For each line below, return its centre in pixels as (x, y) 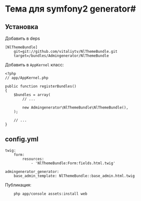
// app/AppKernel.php (27, 78)
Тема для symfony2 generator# (70, 9)
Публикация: (18, 185)
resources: (33, 159)
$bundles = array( (32, 95)
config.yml (22, 139)
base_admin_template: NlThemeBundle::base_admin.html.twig (74, 176)
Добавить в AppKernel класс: (35, 65)
